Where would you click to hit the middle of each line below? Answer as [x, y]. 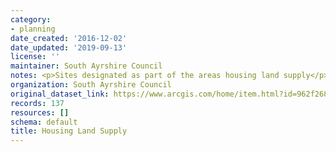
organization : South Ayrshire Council [91, 85]
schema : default [44, 122]
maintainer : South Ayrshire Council [86, 66]
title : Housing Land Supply [69, 131]
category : [31, 19]
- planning [33, 29]
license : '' [35, 57]
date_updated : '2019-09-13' [69, 47]
